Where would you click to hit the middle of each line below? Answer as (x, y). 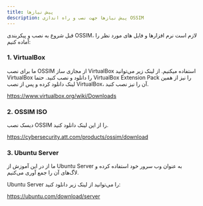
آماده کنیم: (19, 42)
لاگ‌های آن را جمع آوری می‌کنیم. (43, 173)
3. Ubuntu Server (33, 153)
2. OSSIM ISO (27, 112)
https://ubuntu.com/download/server (54, 196)
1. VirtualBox (26, 58)
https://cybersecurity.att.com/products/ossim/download (78, 137)
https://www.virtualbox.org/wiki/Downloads (62, 96)
